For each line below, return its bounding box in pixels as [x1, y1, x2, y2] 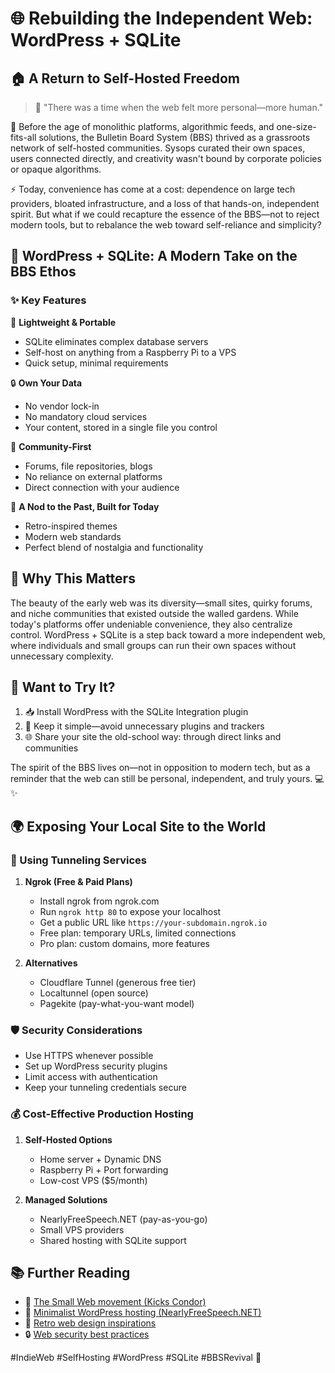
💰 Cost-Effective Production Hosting [10, 1107, 194, 1121]
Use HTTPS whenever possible [24, 1050, 154, 1062]
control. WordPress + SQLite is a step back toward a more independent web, [10, 628, 326, 641]
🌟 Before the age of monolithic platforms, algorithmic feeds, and [10, 121, 275, 132]
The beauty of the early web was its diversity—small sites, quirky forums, [10, 597, 313, 609]
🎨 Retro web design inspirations [24, 1317, 157, 1329]
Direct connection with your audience [24, 481, 180, 493]
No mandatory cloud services [24, 410, 148, 422]
